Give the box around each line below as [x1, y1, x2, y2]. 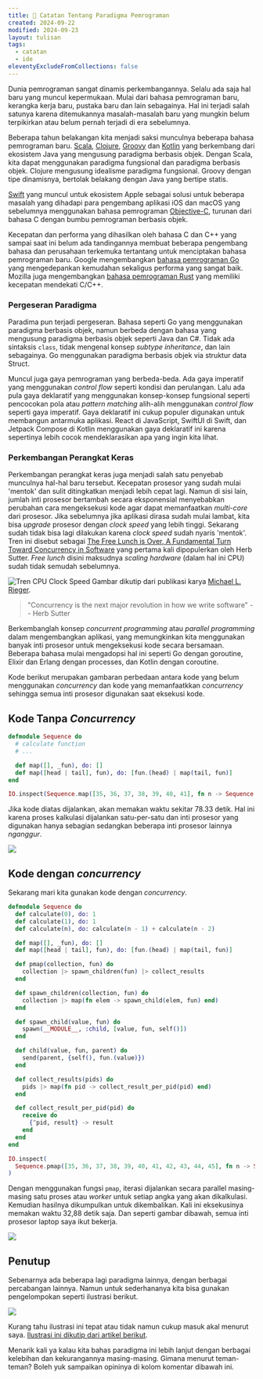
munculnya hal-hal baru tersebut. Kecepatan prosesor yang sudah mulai [8, 478, 241, 487]
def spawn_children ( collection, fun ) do [15, 989, 149, 997]
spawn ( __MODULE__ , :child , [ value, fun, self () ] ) [22, 1025, 188, 1033]
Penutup [8, 1254, 51, 1268]
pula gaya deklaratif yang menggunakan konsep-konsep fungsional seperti [8, 391, 250, 400]
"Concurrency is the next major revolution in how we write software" [27, 600, 249, 610]
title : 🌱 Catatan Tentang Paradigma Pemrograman [8, 11, 170, 20]
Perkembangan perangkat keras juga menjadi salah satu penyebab [8, 470, 223, 480]
